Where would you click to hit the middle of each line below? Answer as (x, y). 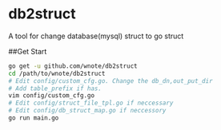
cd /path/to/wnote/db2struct (57, 73)
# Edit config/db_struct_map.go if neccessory (87, 111)
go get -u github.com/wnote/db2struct (73, 66)
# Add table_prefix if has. (55, 89)
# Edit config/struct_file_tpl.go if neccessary (91, 103)
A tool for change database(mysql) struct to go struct (96, 36)
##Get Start (28, 51)
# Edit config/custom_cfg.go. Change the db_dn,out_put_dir (111, 81)
